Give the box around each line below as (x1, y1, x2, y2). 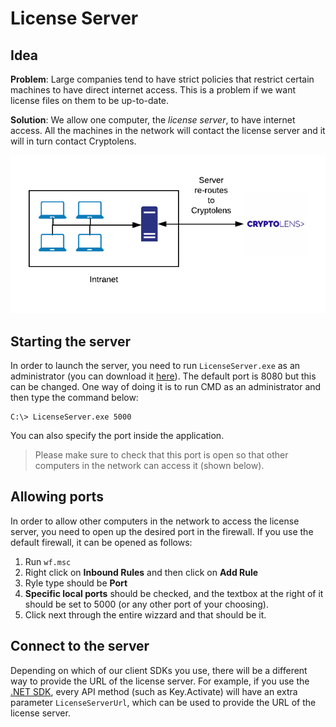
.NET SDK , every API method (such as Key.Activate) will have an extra (10, 685, 298, 697)
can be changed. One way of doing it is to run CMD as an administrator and (10, 380, 322, 392)
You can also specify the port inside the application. (10, 429, 225, 441)
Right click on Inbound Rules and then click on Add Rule (24, 566, 259, 578)
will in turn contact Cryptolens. (10, 135, 137, 147)
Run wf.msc (24, 555, 72, 567)
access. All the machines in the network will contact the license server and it (10, 125, 326, 136)
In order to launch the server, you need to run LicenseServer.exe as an (10, 359, 301, 371)
